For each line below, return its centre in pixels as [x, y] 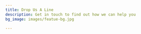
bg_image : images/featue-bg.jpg [40, 19]
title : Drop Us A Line [29, 10]
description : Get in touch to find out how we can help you [71, 14]
